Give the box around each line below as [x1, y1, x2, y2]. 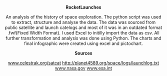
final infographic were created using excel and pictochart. [24, 40, 143, 46]
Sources [74, 50, 93, 56]
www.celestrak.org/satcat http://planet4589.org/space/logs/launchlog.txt [7, 60, 159, 65]
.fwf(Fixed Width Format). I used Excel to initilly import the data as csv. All [7, 30, 159, 35]
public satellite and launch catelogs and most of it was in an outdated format [4, 24, 162, 30]
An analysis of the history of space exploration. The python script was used [5, 14, 161, 19]
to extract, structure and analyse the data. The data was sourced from [11, 19, 156, 25]
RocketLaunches [65, 4, 101, 10]
